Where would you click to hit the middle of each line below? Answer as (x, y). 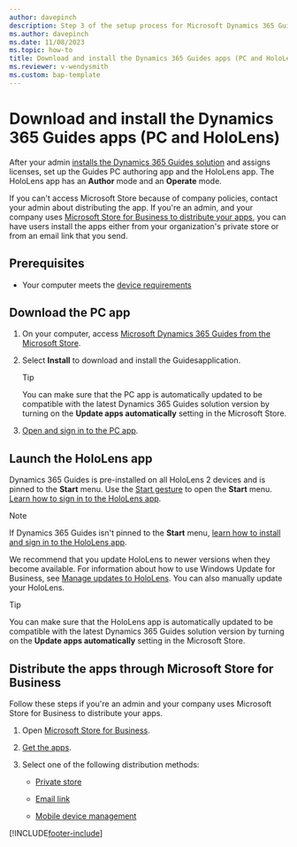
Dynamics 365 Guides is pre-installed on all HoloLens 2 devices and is (137, 480)
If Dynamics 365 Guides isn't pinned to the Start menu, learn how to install (145, 533)
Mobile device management (86, 816)
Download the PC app (70, 312)
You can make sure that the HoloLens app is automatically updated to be (141, 622)
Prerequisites (47, 263)
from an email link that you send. (69, 235)
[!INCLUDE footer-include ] (56, 833)
